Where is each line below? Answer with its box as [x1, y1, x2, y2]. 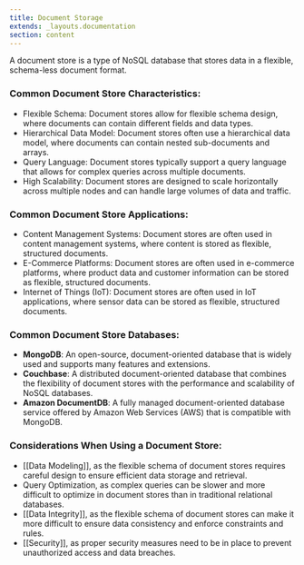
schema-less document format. [9, 64, 127, 75]
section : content [9, 30, 75, 39]
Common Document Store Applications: [9, 208, 189, 221]
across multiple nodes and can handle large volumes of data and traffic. [22, 185, 292, 196]
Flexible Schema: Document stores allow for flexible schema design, [22, 108, 279, 119]
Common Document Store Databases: [9, 328, 180, 341]
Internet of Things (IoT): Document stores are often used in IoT [22, 286, 257, 297]
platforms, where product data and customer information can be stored [22, 267, 289, 278]
